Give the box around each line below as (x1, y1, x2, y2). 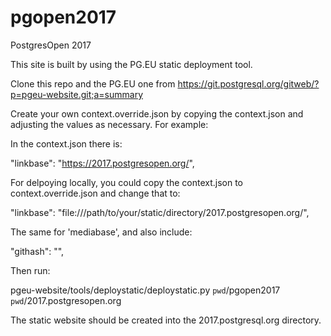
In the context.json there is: (10, 137, 123, 150)
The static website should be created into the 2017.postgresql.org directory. (10, 314, 322, 326)
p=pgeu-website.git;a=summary (10, 88, 143, 100)
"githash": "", (10, 245, 65, 257)
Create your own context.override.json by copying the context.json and (10, 107, 304, 120)
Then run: (10, 264, 51, 276)
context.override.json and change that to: (10, 187, 181, 199)
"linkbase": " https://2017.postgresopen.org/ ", (10, 157, 195, 169)
